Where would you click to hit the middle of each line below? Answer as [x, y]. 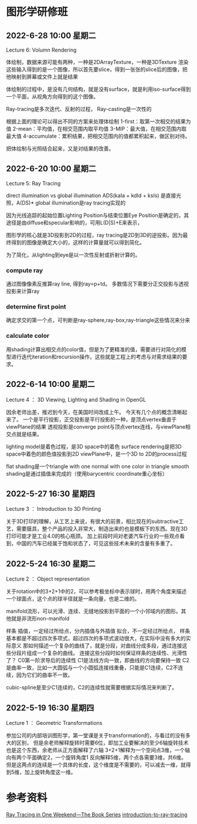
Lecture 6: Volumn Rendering [41, 50]
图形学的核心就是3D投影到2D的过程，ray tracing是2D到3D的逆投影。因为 [94, 235]
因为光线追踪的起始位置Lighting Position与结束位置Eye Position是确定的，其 [98, 215]
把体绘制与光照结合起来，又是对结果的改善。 [60, 148]
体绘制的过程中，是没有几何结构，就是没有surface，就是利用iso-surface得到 [98, 89]
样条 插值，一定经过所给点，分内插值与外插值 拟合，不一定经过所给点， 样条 [98, 631]
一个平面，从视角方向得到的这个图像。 [52, 96]
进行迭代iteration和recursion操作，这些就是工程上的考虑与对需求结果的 [96, 357]
